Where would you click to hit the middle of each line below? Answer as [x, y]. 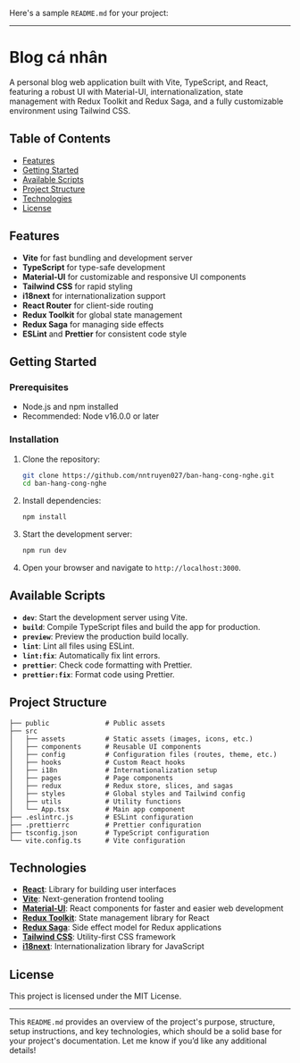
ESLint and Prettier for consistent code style [104, 334]
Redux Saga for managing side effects [93, 324]
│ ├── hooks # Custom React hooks [97, 762]
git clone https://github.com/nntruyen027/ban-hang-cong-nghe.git [148, 475]
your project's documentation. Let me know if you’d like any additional [138, 1041]
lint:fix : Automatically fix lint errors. [91, 655]
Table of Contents [60, 139]
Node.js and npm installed [70, 407]
